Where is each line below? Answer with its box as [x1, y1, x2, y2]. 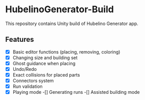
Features [5, 35, 34, 44]
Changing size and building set [12, 55, 78, 61]
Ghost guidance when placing [12, 60, 76, 66]
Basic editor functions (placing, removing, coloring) [12, 48, 121, 55]
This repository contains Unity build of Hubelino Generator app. [5, 20, 138, 27]
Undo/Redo [12, 66, 37, 72]
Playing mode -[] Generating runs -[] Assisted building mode [12, 89, 140, 95]
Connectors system [12, 78, 54, 84]
